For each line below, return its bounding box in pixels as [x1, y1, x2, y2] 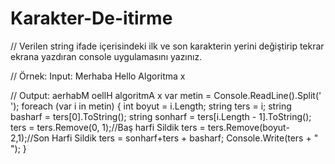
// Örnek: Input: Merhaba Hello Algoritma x [10, 70, 186, 82]
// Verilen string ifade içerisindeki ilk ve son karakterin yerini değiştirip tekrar [10, 40, 325, 52]
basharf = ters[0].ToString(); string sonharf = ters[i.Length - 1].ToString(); [10, 110, 312, 122]
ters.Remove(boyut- [207, 121, 290, 133]
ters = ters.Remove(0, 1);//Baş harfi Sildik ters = [10, 121, 206, 133]
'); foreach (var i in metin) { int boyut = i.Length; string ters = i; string [10, 100, 292, 112]
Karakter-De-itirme [10, 7, 173, 30]
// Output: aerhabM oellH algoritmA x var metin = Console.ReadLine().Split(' [10, 89, 322, 101]
